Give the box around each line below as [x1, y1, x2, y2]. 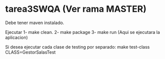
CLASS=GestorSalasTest [5, 49, 56, 55]
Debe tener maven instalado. [5, 20, 64, 26]
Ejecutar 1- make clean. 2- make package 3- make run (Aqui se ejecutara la [5, 29, 161, 35]
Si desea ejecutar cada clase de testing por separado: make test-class [5, 44, 150, 50]
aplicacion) [5, 34, 28, 40]
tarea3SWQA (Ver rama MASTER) [5, 3, 147, 15]
